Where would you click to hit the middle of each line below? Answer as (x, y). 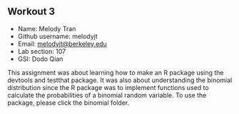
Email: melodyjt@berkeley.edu (62, 44)
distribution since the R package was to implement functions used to (108, 87)
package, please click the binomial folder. (68, 103)
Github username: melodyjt (57, 36)
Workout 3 (31, 12)
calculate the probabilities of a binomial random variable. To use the (107, 95)
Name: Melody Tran (47, 28)
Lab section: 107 (42, 51)
